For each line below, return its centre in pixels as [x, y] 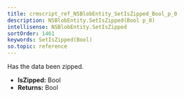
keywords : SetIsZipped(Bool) [50, 40]
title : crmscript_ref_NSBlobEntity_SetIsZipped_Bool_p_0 [92, 14]
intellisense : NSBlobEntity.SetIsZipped [67, 27]
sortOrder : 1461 [31, 33]
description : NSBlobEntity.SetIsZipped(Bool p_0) [81, 20]
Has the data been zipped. [46, 66]
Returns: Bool [38, 88]
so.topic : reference [38, 46]
